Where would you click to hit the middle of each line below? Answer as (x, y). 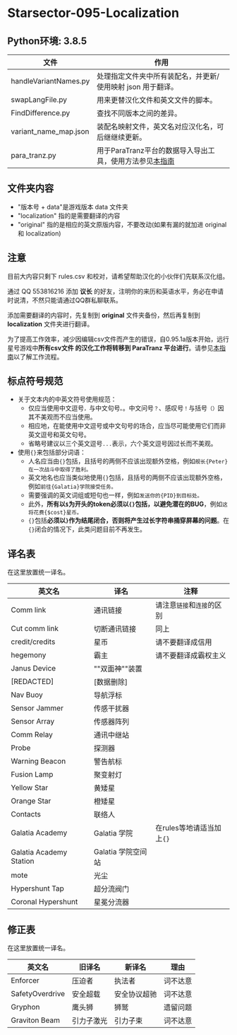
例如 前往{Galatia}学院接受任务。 (72, 487)
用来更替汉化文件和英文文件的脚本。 (157, 100)
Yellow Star (29, 788)
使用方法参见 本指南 (142, 161)
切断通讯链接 (115, 629)
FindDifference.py (41, 113)
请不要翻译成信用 (183, 642)
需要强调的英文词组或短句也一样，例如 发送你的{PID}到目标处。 (115, 495)
